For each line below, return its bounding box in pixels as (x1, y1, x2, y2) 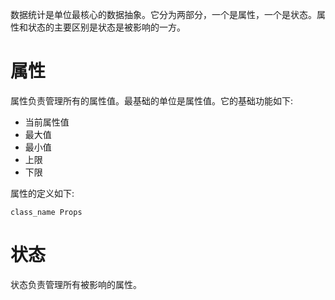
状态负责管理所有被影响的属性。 (10, 278, 142, 290)
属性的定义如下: (10, 187, 75, 199)
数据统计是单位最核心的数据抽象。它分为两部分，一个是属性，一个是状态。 (10, 9, 317, 20)
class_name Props (10, 207, 83, 217)
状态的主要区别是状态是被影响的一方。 (27, 21, 186, 33)
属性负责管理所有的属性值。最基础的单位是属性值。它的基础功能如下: (10, 94, 294, 107)
